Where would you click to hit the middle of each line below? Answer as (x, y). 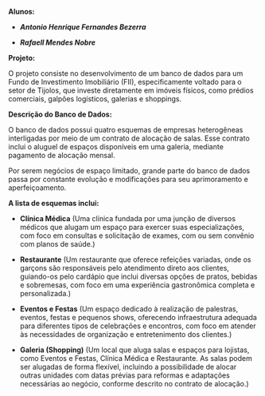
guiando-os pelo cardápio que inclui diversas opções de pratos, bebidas (138, 276)
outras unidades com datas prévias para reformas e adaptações (125, 375)
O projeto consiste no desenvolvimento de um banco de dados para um (126, 73)
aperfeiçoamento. (37, 188)
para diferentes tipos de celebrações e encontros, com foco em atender (138, 326)
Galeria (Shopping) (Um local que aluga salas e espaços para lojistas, (134, 350)
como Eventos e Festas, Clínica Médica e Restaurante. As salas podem (136, 358)
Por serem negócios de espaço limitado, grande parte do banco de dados (129, 170)
